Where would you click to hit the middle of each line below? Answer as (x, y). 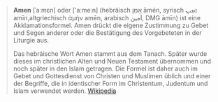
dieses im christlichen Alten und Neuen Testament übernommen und (112, 61)
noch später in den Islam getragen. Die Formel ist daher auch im (106, 68)
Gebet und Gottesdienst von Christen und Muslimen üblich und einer (112, 76)
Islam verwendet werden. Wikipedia (65, 91)
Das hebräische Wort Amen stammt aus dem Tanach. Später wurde (110, 54)
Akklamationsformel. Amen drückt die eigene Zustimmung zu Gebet (111, 25)
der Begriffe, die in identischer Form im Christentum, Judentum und (110, 83)
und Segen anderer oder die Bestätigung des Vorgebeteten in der (107, 33)
